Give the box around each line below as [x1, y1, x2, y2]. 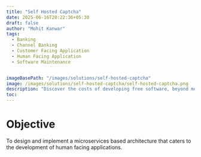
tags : [6, 31, 20, 37]
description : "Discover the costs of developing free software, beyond [6, 86, 188, 92]
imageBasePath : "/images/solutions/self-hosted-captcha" [6, 75, 151, 81]
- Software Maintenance [11, 59, 71, 65]
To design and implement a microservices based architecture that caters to [6, 137, 191, 144]
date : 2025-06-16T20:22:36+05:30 [6, 14, 90, 20]
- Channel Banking [11, 43, 58, 49]
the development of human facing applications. [6, 143, 123, 150]
